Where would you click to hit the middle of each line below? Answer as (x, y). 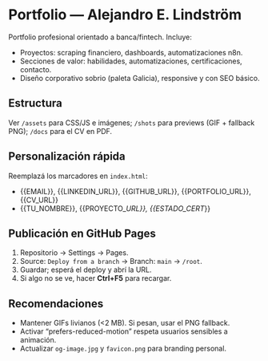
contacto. (36, 69)
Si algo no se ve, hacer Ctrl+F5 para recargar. (96, 278)
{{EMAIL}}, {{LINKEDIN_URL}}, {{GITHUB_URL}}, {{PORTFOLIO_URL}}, (136, 191)
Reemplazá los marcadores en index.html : (78, 176)
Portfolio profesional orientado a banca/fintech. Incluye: (100, 37)
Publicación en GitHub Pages (82, 233)
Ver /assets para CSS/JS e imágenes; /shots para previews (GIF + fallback (132, 123)
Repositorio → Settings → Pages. (74, 253)
